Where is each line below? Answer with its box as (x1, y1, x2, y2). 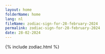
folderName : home (5, 12, 41, 17)
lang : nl (5, 16, 23, 21)
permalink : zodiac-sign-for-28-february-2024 (5, 26, 100, 31)
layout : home (5, 7, 32, 12)
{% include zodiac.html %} (5, 44, 60, 50)
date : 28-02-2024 (5, 30, 41, 35)
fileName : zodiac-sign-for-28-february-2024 (5, 21, 98, 26)
